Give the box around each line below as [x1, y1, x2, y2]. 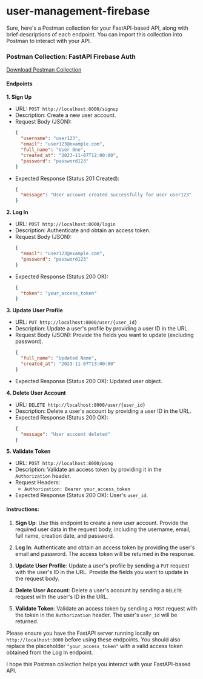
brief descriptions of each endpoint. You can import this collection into [6, 30, 183, 38]
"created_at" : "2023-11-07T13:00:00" [21, 361, 116, 367]
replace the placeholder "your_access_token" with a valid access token [6, 642, 183, 649]
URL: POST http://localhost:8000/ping [15, 460, 113, 467]
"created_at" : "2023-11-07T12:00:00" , [21, 152, 119, 158]
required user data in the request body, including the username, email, [15, 526, 191, 533]
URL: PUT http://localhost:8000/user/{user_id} [15, 318, 138, 326]
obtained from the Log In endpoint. [6, 649, 93, 656]
